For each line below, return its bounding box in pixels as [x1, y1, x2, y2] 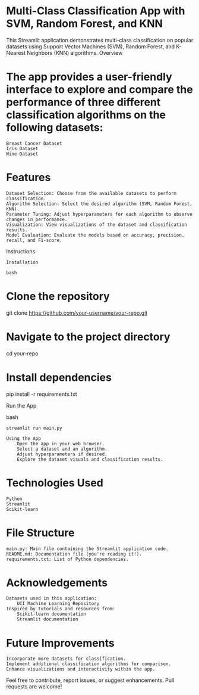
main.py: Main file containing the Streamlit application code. [6, 545, 169, 552]
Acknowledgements [6, 576, 108, 589]
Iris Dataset [6, 145, 39, 151]
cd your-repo [6, 350, 39, 357]
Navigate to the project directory [6, 330, 170, 343]
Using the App [6, 435, 42, 442]
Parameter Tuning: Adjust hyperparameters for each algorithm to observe [6, 211, 193, 217]
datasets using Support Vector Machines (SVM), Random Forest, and [6, 43, 175, 50]
